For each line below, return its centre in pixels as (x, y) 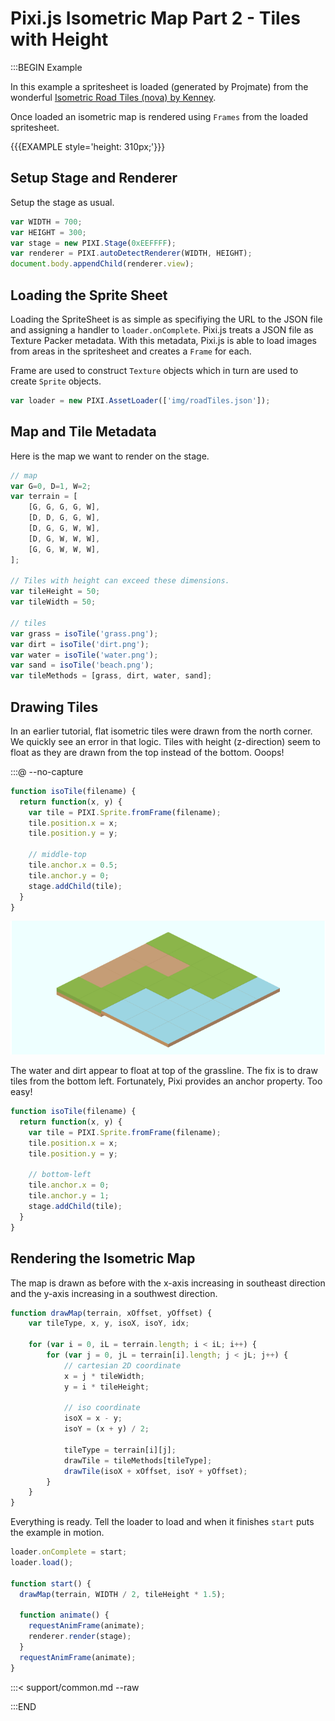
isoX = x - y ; (93, 1418)
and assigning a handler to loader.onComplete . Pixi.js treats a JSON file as (162, 329)
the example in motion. (57, 1533)
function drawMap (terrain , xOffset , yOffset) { (111, 1313)
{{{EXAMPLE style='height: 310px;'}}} (88, 146)
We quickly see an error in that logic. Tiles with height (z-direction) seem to (165, 741)
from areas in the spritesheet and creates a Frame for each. (131, 351)
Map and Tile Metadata (83, 432)
